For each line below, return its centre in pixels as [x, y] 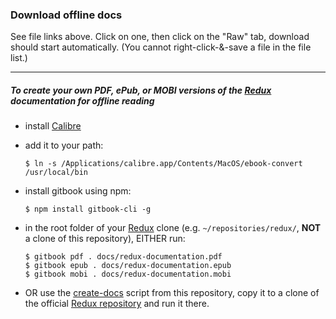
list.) [19, 58]
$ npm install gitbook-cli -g [88, 209]
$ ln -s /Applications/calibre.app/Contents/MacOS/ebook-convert [163, 164]
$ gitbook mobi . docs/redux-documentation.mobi [128, 274]
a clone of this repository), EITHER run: [105, 239]
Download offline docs [66, 15]
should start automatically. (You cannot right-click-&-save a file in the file [161, 47]
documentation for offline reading [82, 100]
